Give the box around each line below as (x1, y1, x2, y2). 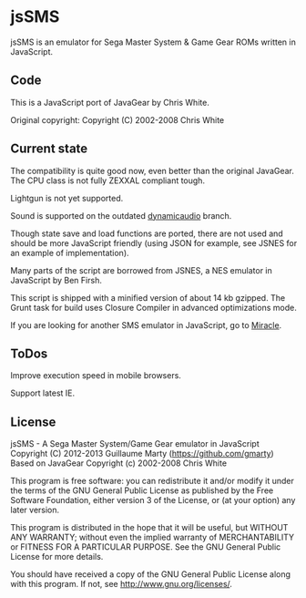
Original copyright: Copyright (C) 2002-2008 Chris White (10, 114, 225, 125)
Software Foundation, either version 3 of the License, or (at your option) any (10, 495, 296, 506)
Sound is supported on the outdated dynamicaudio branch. (10, 210, 232, 221)
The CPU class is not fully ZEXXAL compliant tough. (10, 175, 206, 186)
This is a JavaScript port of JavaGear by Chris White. (10, 97, 210, 108)
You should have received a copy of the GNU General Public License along (10, 569, 291, 580)
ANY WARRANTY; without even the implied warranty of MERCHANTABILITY (10, 531, 295, 543)
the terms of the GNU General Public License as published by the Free (10, 485, 274, 496)
